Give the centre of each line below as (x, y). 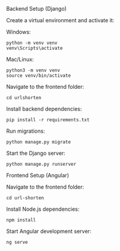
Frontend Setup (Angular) (37, 175)
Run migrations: (25, 131)
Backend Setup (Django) (37, 9)
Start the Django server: (36, 153)
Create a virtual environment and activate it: (60, 20)
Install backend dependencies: (44, 109)
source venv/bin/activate (38, 76)
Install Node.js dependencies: (43, 209)
